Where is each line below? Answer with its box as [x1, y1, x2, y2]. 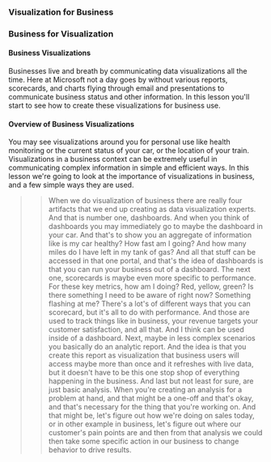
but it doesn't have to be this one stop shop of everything [48, 367, 240, 378]
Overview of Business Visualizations [8, 119, 135, 129]
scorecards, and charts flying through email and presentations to [8, 83, 225, 93]
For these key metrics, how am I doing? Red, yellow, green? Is [48, 282, 254, 291]
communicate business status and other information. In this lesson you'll [8, 92, 250, 102]
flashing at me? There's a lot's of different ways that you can [48, 299, 251, 309]
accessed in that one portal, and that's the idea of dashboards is [48, 256, 264, 265]
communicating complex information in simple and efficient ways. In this [8, 163, 249, 172]
